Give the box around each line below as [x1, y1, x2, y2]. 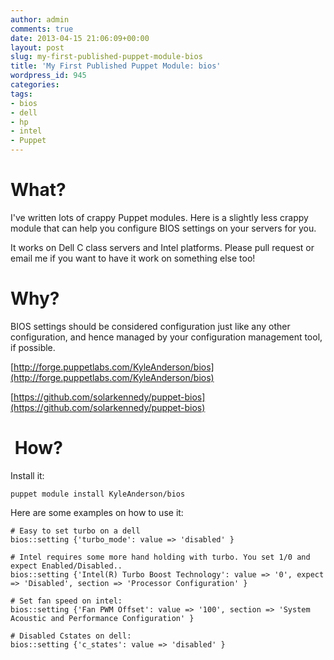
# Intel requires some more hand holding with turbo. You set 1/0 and [10, 552, 311, 562]
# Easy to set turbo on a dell [10, 526, 141, 536]
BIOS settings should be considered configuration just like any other [10, 320, 291, 332]
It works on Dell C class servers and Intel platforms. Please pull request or [10, 241, 315, 253]
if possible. [10, 341, 56, 353]
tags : [10, 89, 33, 99]
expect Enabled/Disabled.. [10, 561, 123, 571]
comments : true [10, 24, 74, 34]
